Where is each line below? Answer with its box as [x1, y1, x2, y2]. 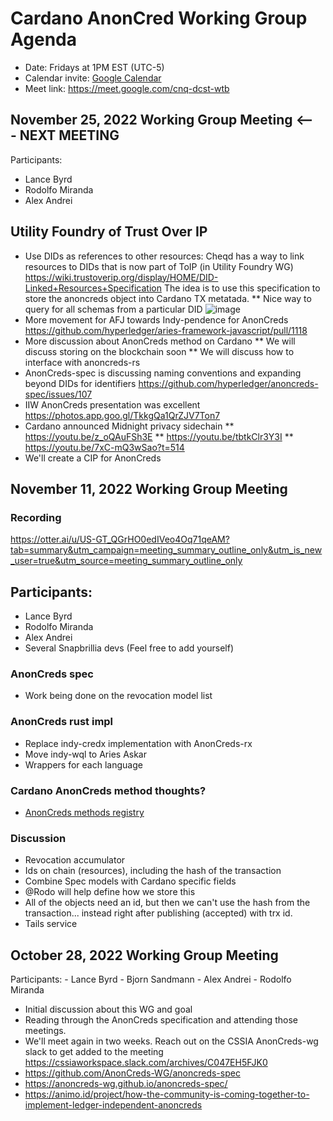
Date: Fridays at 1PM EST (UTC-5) [24, 61, 165, 73]
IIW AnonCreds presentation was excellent [24, 398, 201, 411]
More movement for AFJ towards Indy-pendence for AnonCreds [24, 313, 289, 326]
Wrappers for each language [24, 758, 143, 771]
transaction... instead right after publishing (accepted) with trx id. [24, 907, 293, 919]
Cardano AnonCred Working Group [10, 7, 308, 30]
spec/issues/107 [24, 388, 93, 400]
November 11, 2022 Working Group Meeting [10, 480, 288, 497]
